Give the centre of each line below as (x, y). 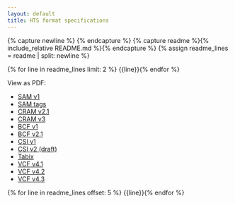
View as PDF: (27, 82)
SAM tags (32, 104)
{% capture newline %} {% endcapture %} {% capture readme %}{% (108, 40)
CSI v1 (27, 141)
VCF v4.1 (30, 164)
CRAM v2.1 (33, 111)
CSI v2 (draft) (38, 149)
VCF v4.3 (31, 179)
